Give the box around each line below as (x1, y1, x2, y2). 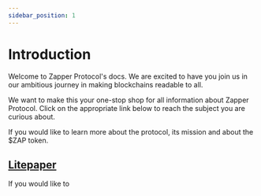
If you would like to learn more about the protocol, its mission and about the (8, 127, 254, 136)
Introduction (8, 45, 91, 63)
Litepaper (8, 158, 57, 172)
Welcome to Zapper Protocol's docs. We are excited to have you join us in (8, 72, 248, 81)
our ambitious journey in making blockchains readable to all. (8, 80, 203, 89)
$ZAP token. (8, 135, 49, 145)
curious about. (8, 112, 55, 121)
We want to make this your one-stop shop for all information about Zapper (8, 95, 250, 105)
